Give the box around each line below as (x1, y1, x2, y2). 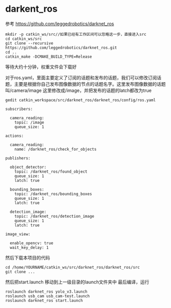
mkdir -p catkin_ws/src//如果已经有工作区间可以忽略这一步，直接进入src (5, 32, 147, 37)
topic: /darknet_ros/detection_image (14, 214, 95, 219)
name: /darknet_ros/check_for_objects (14, 147, 97, 152)
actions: (5, 133, 24, 138)
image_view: (5, 231, 31, 236)
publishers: (5, 155, 31, 161)
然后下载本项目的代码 (5, 254, 50, 260)
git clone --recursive (5, 40, 53, 46)
